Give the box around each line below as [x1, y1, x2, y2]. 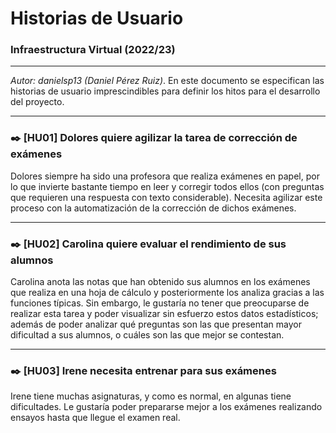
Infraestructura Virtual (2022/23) [10, 43, 176, 57]
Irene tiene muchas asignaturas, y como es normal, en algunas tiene [10, 390, 292, 402]
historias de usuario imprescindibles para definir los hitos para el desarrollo [10, 85, 321, 97]
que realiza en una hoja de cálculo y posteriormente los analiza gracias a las [10, 287, 325, 299]
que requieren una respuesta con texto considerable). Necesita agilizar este [10, 191, 323, 203]
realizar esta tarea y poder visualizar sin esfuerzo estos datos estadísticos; [10, 308, 319, 320]
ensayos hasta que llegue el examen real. [10, 412, 181, 424]
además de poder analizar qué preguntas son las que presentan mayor [10, 318, 302, 331]
